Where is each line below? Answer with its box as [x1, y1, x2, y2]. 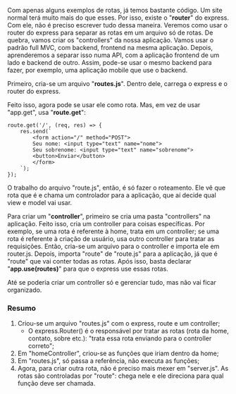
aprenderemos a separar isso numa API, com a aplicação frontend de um [7, 51, 220, 59]
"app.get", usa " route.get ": [7, 109, 86, 116]
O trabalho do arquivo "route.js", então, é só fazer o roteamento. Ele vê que [7, 183, 226, 192]
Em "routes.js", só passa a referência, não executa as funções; [17, 357, 199, 365]
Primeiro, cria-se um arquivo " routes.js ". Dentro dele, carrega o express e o [7, 80, 228, 87]
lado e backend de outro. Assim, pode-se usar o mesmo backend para [7, 59, 213, 66]
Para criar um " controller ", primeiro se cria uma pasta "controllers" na [7, 212, 211, 221]
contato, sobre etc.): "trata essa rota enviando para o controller [27, 334, 212, 343]
